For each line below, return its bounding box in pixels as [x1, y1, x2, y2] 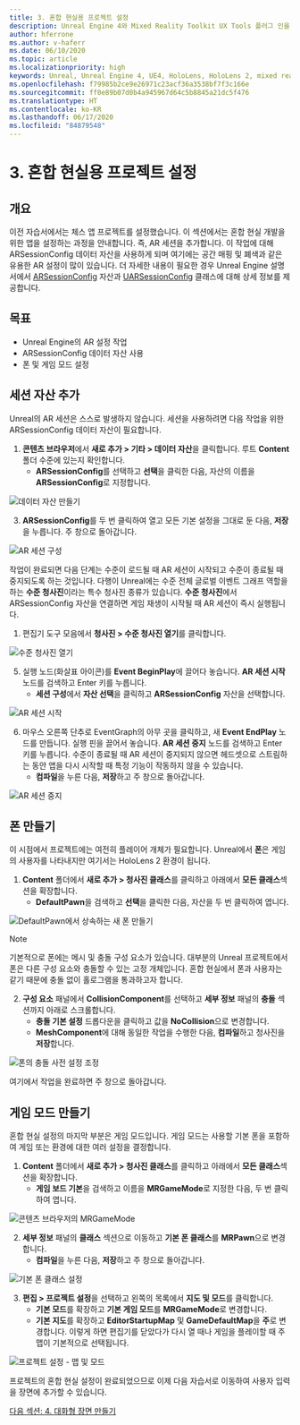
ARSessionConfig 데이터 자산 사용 [21, 347, 145, 358]
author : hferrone [9, 30, 74, 38]
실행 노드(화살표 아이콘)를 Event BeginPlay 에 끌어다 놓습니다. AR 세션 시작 [21, 666, 286, 677]
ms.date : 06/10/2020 [9, 47, 87, 55]
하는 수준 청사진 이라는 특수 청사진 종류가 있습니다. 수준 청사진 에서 [9, 586, 237, 597]
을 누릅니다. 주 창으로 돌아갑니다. [21, 525, 137, 537]
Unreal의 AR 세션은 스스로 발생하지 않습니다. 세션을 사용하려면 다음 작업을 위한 [9, 413, 284, 423]
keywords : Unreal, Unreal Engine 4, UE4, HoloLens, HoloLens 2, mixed [9, 72, 278, 81]
